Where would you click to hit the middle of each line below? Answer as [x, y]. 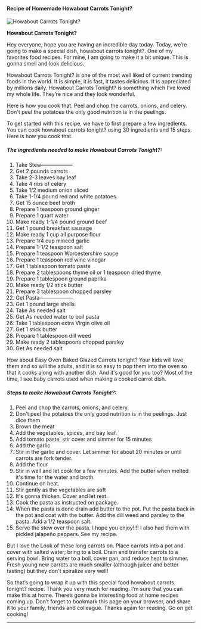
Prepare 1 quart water [42, 216]
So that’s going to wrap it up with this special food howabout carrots [91, 583]
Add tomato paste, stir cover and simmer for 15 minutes [84, 439]
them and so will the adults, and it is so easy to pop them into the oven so [97, 366]
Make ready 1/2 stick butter [49, 285]
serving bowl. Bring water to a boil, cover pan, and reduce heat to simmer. [98, 558]
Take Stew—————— [44, 165]
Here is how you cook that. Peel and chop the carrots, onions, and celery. [97, 106]
